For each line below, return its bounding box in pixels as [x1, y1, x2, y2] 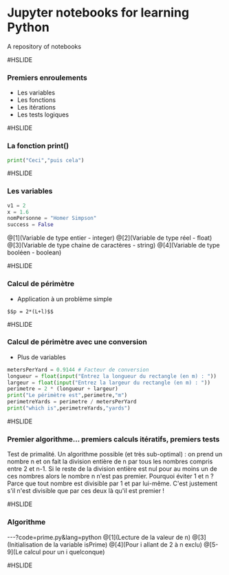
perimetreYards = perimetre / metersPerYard [7, 399, 137, 405]
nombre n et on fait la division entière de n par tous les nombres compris [7, 457, 213, 466]
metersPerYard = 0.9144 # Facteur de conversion [7, 366, 149, 373]
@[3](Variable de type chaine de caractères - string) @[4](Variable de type [7, 241, 220, 250]
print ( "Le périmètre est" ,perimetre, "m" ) [7, 392, 128, 399]
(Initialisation [7, 540, 43, 549]
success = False [7, 221, 54, 228]
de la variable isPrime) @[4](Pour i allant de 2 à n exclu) [44, 540, 203, 549]
